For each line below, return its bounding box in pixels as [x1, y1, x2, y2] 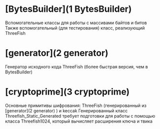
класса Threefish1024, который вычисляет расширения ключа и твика [5, 118, 153, 124]
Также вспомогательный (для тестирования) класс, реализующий [5, 25, 145, 31]
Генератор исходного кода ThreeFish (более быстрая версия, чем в [5, 64, 148, 69]
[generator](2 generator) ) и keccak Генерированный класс [5, 107, 128, 114]
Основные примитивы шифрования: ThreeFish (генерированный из [5, 102, 147, 108]
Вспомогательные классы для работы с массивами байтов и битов [5, 20, 147, 26]
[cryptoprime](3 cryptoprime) [5, 86, 130, 97]
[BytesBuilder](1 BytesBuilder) [5, 3, 132, 15]
